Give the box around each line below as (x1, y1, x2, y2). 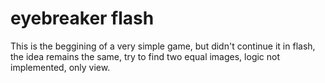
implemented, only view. (10, 61, 111, 73)
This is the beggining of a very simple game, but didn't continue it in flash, (10, 40, 316, 52)
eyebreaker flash (10, 7, 155, 30)
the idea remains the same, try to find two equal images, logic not (10, 50, 281, 62)
